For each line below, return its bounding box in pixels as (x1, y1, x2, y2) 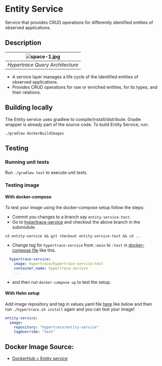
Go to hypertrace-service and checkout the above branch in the (12, 219, 140, 225)
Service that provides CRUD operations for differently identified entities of (5, 19, 153, 25)
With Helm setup (5, 290, 40, 296)
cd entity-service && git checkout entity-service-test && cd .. (5, 234, 140, 239)
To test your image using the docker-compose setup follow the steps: (5, 205, 144, 210)
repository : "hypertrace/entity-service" (14, 325, 99, 330)
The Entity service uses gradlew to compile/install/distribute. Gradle (5, 116, 141, 122)
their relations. (12, 89, 41, 95)
